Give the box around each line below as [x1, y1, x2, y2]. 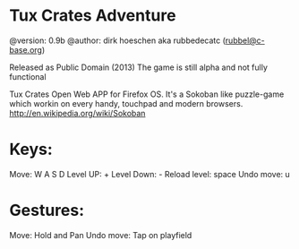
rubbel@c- [225, 35, 266, 46]
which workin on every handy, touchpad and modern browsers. [9, 98, 243, 108]
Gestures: [9, 201, 85, 220]
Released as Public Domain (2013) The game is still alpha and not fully [9, 62, 269, 73]
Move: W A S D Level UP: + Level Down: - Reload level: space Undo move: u [9, 168, 291, 179]
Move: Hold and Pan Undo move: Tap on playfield [9, 229, 192, 240]
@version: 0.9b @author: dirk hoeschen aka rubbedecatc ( [9, 35, 226, 46]
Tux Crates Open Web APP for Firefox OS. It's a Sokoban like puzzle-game [9, 89, 285, 99]
